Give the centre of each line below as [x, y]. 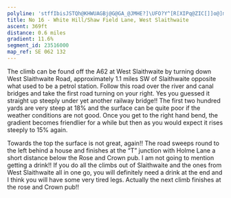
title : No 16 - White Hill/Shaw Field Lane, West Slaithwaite [98, 20]
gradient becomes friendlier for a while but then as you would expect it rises [115, 122]
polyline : [21, 13]
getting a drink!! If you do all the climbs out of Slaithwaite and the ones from [114, 165]
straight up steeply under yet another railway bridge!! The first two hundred [114, 100]
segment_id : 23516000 [38, 45]
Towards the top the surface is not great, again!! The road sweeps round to [113, 143]
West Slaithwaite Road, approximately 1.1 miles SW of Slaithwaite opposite [112, 78]
